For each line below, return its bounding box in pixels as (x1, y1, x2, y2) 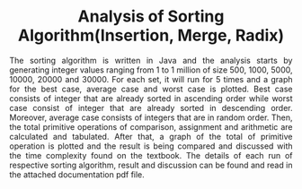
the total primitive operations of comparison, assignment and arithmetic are (9, 121, 293, 132)
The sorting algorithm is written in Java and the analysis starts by (9, 55, 293, 65)
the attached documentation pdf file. (9, 168, 146, 180)
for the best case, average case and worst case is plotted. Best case (9, 83, 293, 94)
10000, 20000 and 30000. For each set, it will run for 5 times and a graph (9, 73, 293, 84)
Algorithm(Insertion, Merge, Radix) (17, 25, 285, 46)
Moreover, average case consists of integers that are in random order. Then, (9, 112, 293, 123)
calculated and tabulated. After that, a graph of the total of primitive (9, 131, 293, 142)
